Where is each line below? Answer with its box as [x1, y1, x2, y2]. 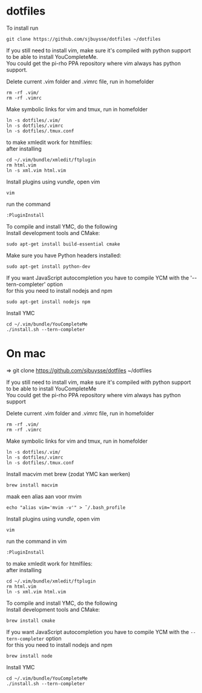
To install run [6, 24, 39, 32]
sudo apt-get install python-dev [6, 263, 91, 270]
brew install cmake [6, 618, 56, 624]
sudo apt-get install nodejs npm [6, 299, 91, 305]
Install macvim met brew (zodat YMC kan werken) [6, 470, 131, 477]
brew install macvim [6, 482, 59, 488]
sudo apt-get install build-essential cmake [6, 241, 120, 247]
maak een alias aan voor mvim [6, 493, 82, 500]
